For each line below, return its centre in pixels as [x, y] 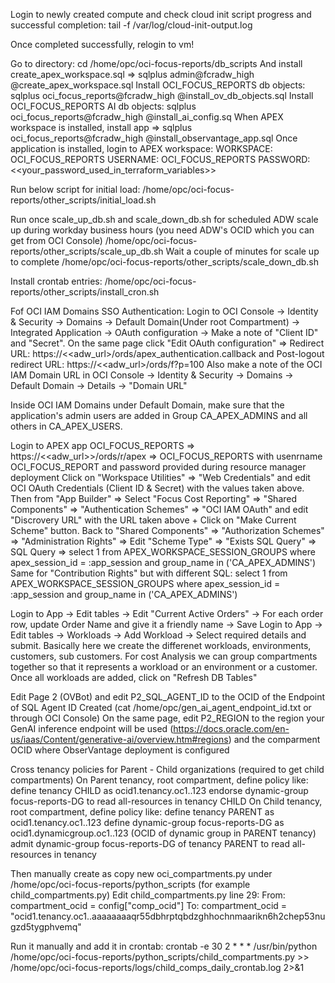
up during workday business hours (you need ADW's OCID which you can [162, 230]
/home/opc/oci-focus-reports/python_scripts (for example [130, 884]
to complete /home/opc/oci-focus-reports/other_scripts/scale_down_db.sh [165, 262]
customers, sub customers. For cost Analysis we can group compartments [164, 656]
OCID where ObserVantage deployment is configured [120, 750]
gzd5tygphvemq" [46, 927]
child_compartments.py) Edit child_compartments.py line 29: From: [148, 895]
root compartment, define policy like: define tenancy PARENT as [142, 812]
